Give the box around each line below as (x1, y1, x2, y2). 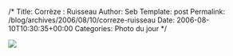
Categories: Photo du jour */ (74, 24, 168, 33)
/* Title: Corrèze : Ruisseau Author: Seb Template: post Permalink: (8, 7, 226, 16)
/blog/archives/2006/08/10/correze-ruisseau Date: (8, 15, 176, 25)
